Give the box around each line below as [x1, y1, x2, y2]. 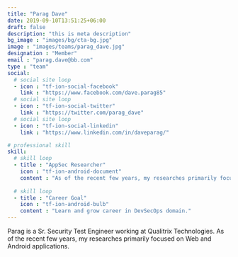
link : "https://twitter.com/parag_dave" [20, 109, 144, 116]
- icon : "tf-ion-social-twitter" [13, 103, 115, 110]
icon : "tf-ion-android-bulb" [20, 201, 110, 208]
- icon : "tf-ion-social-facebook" [13, 83, 119, 90]
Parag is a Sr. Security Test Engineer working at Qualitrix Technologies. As [7, 227, 225, 235]
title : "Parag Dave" [7, 10, 69, 18]
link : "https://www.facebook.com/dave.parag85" [20, 89, 166, 96]
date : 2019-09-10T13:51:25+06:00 [7, 17, 106, 24]
